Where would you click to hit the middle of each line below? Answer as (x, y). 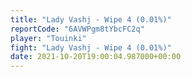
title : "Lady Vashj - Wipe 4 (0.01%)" (91, 19)
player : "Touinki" (48, 38)
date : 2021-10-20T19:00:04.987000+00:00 (96, 57)
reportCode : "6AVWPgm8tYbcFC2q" (77, 29)
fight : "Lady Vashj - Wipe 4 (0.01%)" (91, 47)
